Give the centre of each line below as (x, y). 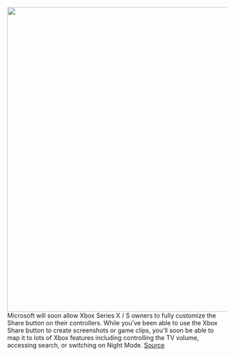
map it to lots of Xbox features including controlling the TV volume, (103, 338)
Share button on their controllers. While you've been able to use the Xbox (112, 323)
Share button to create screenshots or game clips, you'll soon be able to (111, 330)
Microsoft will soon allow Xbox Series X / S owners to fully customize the (112, 316)
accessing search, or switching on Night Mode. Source (86, 345)
